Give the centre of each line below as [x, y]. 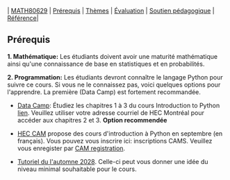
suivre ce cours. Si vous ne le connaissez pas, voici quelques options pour [114, 84]
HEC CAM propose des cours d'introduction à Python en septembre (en [120, 133]
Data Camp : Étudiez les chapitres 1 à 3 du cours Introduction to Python [118, 105]
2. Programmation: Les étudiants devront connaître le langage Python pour [115, 77]
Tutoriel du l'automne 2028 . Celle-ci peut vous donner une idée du [113, 161]
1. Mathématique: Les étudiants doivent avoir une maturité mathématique [112, 56]
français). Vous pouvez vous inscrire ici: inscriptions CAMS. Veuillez [115, 141]
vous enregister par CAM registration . [71, 148]
